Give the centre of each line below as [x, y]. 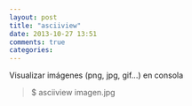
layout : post [33, 17]
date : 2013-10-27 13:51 [53, 34]
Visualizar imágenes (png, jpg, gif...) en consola [96, 75]
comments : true [37, 42]
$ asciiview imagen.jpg [73, 93]
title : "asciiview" [45, 26]
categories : [31, 50]
